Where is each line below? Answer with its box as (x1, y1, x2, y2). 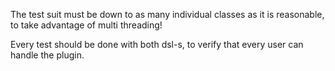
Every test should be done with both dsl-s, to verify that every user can (10, 39, 304, 50)
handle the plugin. (10, 49, 85, 61)
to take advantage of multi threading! (10, 19, 163, 31)
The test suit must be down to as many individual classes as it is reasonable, (10, 9, 325, 20)
